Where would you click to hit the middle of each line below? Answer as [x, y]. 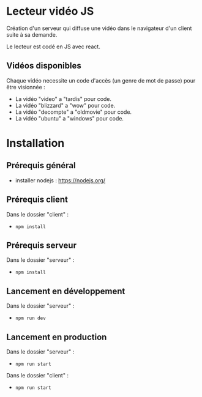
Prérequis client [37, 200]
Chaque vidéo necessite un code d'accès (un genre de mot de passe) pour [101, 80]
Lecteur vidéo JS [50, 11]
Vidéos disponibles [44, 66]
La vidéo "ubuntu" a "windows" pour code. [69, 118]
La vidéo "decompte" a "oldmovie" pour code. [73, 112]
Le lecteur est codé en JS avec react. [54, 46]
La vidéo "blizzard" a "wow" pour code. [65, 105]
